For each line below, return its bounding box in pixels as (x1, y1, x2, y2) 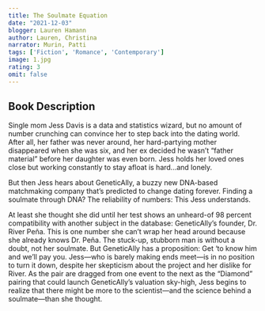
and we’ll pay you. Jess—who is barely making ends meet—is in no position (8, 252, 255, 262)
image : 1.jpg (8, 56, 51, 64)
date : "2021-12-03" (8, 19, 73, 27)
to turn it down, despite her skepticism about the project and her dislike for (8, 260, 252, 270)
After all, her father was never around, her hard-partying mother (8, 138, 218, 147)
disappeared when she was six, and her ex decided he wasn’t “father (8, 146, 233, 155)
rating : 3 (8, 63, 41, 71)
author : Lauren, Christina (8, 33, 97, 42)
